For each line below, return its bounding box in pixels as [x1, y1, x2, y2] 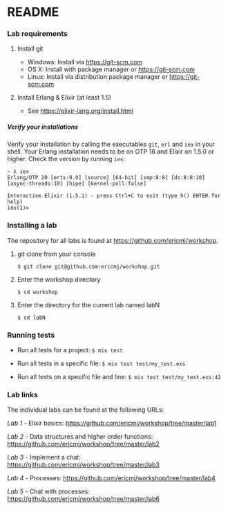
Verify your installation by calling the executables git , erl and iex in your [7, 140, 216, 149]
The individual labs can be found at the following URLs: [7, 406, 164, 414]
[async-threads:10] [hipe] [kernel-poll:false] [7, 181, 147, 188]
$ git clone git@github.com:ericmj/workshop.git [17, 263, 160, 270]
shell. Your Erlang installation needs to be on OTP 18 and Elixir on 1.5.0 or [7, 147, 214, 156]
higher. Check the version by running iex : [7, 155, 126, 163]
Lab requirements [7, 29, 68, 39]
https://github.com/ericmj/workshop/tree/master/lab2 [7, 440, 160, 448]
